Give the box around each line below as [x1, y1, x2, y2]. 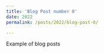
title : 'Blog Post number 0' [6, 8, 78, 15]
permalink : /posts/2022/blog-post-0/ [6, 19, 99, 25]
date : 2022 [6, 14, 33, 20]
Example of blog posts [6, 40, 61, 47]
